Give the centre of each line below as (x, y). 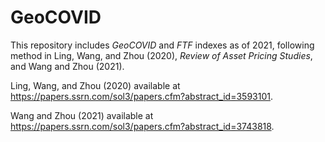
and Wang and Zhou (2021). (67, 66)
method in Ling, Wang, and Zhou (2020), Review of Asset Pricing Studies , (161, 55)
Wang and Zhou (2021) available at (82, 115)
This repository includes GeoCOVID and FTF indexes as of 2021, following (162, 45)
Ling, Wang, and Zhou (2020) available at (95, 85)
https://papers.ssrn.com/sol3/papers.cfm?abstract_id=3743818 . (142, 126)
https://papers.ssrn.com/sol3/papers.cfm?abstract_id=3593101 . (142, 96)
